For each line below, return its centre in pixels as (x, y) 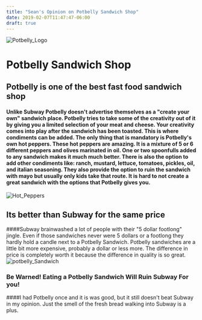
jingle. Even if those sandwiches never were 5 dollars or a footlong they (95, 235)
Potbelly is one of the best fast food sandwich (94, 87)
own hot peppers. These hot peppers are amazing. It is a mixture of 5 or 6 (100, 144)
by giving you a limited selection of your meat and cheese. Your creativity (100, 124)
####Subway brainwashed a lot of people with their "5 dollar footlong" (94, 229)
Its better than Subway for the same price (86, 215)
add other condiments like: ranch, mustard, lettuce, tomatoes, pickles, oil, (100, 163)
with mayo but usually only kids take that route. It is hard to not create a (97, 176)
